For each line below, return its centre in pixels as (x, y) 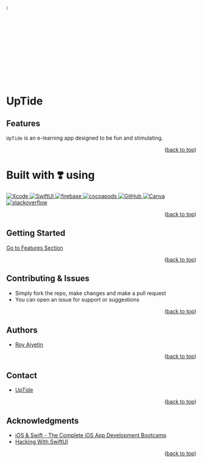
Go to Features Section (35, 248)
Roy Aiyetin (29, 345)
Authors (22, 330)
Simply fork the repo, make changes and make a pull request (90, 293)
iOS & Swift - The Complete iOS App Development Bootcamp (91, 435)
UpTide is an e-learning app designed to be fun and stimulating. (85, 138)
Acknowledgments (43, 420)
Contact (22, 375)
